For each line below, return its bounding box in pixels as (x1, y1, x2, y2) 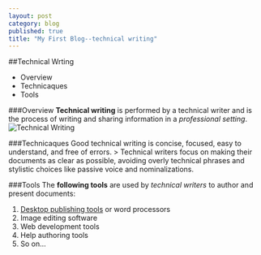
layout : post (8, 11, 53, 20)
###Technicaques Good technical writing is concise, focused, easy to (8, 139, 242, 149)
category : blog (8, 19, 60, 28)
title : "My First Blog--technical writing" (8, 34, 158, 43)
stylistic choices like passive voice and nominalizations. (8, 164, 195, 175)
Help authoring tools (19, 231, 89, 240)
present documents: (8, 188, 75, 199)
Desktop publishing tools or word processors (19, 205, 171, 214)
